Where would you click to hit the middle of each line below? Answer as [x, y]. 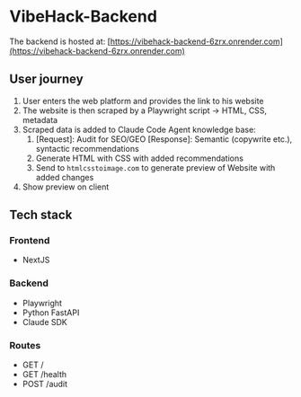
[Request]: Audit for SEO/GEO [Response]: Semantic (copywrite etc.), [164, 139]
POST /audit [45, 384]
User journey [46, 79]
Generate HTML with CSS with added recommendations [140, 158]
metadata [40, 119]
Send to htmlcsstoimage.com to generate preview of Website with [155, 167]
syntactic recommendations [87, 148]
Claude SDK [44, 322]
